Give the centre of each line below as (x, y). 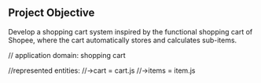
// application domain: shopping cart (67, 55)
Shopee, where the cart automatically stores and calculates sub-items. (123, 40)
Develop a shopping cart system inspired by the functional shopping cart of (130, 31)
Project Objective (51, 13)
